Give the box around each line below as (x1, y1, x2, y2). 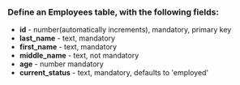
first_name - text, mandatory (19, 42, 118, 52)
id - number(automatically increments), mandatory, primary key (19, 25, 232, 35)
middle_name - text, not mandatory (19, 51, 139, 61)
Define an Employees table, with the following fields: (7, 6, 220, 18)
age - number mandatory (19, 59, 105, 69)
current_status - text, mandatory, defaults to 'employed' (19, 68, 209, 78)
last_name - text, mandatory (19, 33, 115, 43)
